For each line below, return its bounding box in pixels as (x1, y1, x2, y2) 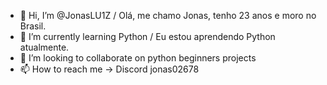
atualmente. (19, 41, 70, 53)
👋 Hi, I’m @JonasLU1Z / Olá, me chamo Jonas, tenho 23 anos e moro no (19, 10, 317, 21)
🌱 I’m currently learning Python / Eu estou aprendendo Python (19, 31, 276, 42)
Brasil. (19, 20, 47, 32)
